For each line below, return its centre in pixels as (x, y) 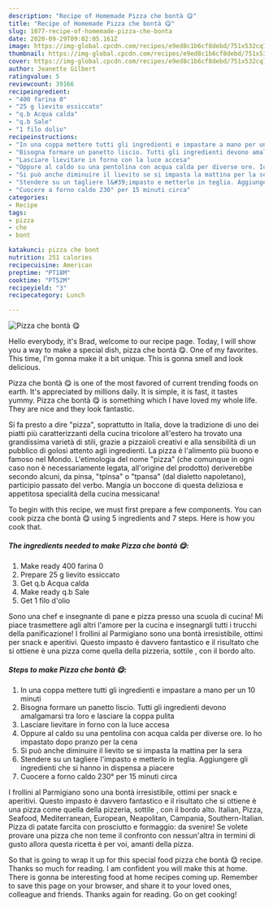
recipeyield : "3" (38, 288)
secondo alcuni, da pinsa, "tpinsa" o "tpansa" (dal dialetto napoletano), (127, 477)
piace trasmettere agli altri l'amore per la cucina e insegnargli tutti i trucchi (133, 625)
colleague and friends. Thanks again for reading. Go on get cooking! (123, 895)
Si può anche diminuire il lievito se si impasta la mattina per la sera (131, 751)
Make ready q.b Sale (54, 592)
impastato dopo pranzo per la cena (79, 742)
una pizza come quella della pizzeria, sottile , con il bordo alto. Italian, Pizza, (136, 809)
